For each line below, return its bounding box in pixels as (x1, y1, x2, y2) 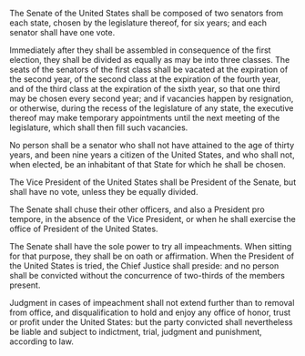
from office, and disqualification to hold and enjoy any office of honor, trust (9, 307, 291, 318)
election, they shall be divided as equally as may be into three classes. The (9, 55, 290, 65)
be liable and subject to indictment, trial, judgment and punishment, (9, 327, 262, 337)
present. (9, 280, 41, 290)
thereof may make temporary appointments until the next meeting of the (9, 113, 280, 123)
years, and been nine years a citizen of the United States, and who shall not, (9, 149, 295, 160)
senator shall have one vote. (9, 27, 116, 37)
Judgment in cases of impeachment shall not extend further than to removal (9, 298, 295, 308)
